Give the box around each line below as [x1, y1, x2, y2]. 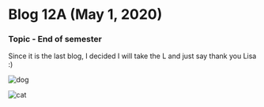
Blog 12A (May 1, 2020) [8, 6, 163, 24]
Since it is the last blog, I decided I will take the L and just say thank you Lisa [8, 51, 257, 61]
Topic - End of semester [8, 34, 103, 45]
